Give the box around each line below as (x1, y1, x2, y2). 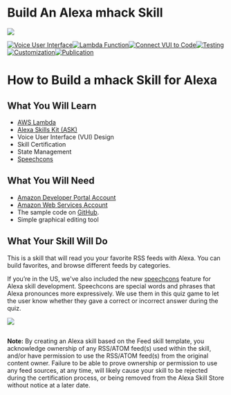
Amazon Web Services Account (17, 201, 109, 209)
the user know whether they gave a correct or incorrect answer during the (7, 296, 219, 305)
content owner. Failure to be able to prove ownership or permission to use (7, 358, 218, 367)
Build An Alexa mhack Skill (7, 5, 163, 21)
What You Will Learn (7, 100, 97, 111)
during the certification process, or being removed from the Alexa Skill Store (7, 374, 225, 382)
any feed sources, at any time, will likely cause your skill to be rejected (7, 366, 208, 374)
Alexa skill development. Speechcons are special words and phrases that (7, 282, 216, 290)
